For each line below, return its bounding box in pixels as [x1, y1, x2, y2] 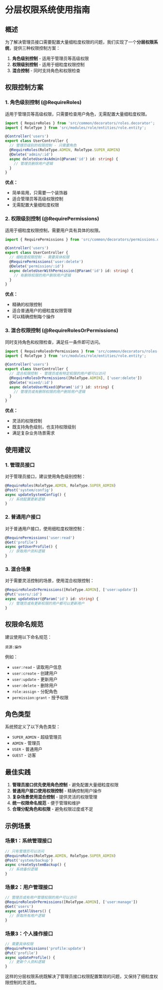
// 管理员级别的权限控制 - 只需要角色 [9, 143, 77, 148]
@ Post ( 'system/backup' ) [5, 858, 53, 863]
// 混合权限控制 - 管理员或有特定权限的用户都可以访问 [9, 371, 106, 376]
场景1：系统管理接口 [5, 837, 52, 844]
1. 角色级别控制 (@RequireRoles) [5, 99, 82, 106]
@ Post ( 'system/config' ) [5, 487, 53, 492]
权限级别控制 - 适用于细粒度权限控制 [12, 62, 85, 67]
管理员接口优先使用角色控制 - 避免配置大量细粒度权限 [12, 782, 119, 788]
